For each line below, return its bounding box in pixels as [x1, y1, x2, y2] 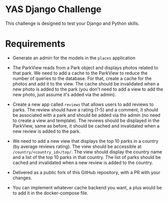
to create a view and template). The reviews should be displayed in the [12, 117, 160, 124]
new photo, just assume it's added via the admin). [12, 91, 116, 97]
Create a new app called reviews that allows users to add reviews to [12, 101, 154, 107]
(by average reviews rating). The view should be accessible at [12, 143, 142, 149]
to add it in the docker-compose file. [12, 190, 88, 196]
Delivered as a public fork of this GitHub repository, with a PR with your [12, 169, 160, 175]
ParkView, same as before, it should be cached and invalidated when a [12, 123, 160, 129]
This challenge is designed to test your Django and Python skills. [5, 20, 140, 26]
